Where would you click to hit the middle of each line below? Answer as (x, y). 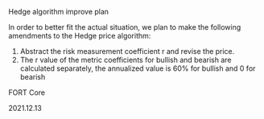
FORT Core (27, 92)
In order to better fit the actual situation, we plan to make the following (125, 27)
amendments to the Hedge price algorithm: (80, 36)
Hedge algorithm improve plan (59, 12)
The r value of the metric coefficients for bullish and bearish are (126, 60)
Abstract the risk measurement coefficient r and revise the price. (127, 51)
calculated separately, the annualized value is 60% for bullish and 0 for (138, 68)
